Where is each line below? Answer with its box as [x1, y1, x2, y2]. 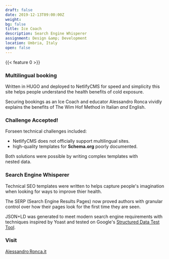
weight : [5, 17, 22, 22]
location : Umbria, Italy [5, 41, 58, 46]
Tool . [5, 224, 16, 230]
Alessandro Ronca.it [5, 248, 47, 254]
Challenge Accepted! [5, 116, 59, 123]
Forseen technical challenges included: [5, 128, 87, 135]
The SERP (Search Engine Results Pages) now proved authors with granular [5, 198, 163, 204]
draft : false [5, 7, 33, 13]
